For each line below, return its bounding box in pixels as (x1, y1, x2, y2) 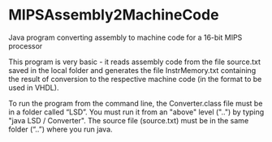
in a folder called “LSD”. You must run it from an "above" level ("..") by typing (8, 107, 265, 117)
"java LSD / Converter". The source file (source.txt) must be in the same (8, 115, 249, 125)
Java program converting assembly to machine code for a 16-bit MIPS (8, 32, 243, 42)
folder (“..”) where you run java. (8, 124, 113, 134)
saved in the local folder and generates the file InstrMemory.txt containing (8, 65, 257, 75)
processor (8, 41, 43, 50)
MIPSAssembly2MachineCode (8, 6, 219, 24)
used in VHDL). (8, 83, 59, 93)
